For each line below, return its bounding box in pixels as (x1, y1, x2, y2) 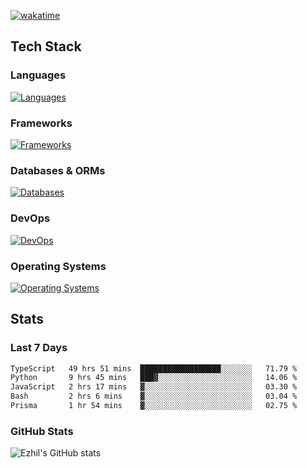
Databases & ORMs (10, 163, 106, 177)
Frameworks (10, 116, 73, 130)
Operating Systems (10, 259, 107, 273)
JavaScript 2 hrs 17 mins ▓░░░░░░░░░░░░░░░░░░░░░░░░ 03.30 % (10, 382, 298, 392)
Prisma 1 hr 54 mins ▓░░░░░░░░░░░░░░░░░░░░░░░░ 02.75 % (10, 401, 298, 411)
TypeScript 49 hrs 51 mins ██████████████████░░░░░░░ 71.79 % (10, 363, 298, 374)
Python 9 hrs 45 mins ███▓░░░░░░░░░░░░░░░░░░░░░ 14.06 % (10, 373, 298, 383)
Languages (10, 68, 67, 82)
